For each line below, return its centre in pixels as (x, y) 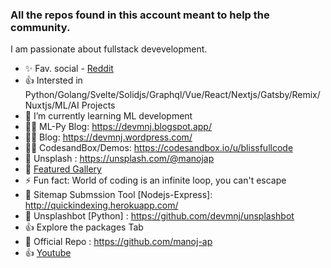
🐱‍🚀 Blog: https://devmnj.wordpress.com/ (108, 137)
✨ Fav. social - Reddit (69, 69)
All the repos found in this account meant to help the (140, 15)
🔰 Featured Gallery (63, 169)
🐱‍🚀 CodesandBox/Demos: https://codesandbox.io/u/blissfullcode (159, 148)
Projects (98, 105)
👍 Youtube (48, 253)
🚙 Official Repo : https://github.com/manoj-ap (118, 242)
